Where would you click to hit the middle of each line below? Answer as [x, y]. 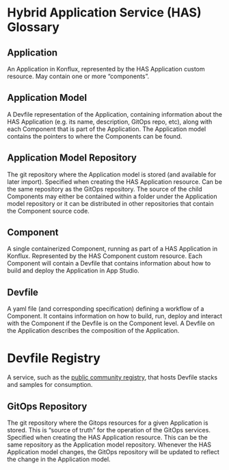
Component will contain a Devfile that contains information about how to [109, 263]
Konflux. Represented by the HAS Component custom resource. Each [105, 256]
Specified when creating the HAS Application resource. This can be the [107, 437]
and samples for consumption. [50, 385]
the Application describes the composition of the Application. [93, 331]
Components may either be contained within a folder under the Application [112, 196]
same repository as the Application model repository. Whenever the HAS [109, 445]
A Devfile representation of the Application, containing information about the [114, 114]
